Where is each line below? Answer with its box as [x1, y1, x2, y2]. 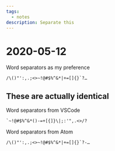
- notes [11, 14, 30, 20]
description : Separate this [6, 19, 75, 25]
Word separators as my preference [6, 64, 90, 71]
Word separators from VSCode [6, 107, 81, 114]
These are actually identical [6, 91, 109, 101]
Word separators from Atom [6, 128, 74, 135]
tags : [6, 8, 19, 15]
